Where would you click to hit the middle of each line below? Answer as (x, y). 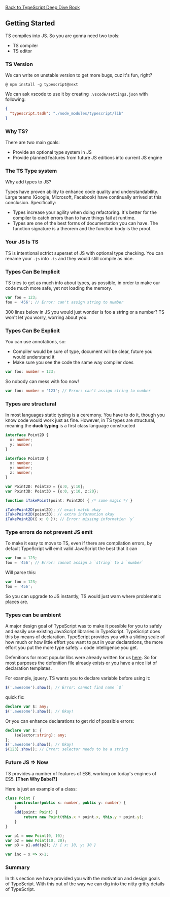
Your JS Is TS (22, 242)
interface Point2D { (27, 435)
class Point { (20, 798)
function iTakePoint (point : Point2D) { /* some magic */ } (69, 500)
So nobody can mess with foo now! (42, 381)
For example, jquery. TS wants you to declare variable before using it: (78, 678)
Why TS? (17, 131)
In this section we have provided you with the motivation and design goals (83, 879)
